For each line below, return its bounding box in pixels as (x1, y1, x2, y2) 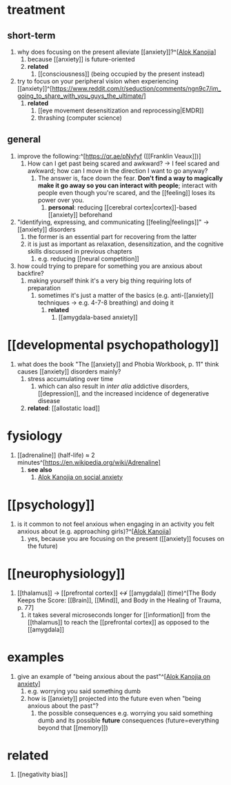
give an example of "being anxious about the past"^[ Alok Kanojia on (17, 672, 210, 680)
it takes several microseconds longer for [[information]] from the (27, 611, 211, 619)
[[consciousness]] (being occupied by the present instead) (37, 70, 205, 78)
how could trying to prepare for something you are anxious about (17, 261, 203, 270)
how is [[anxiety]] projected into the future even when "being (27, 694, 201, 702)
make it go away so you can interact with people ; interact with (37, 181, 217, 190)
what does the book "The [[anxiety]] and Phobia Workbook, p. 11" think (17, 360, 219, 368)
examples (7, 649, 64, 665)
